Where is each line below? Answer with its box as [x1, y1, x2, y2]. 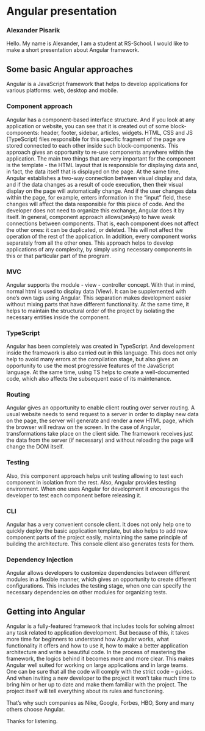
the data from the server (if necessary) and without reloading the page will [6, 436, 193, 444]
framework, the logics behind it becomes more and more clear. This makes [6, 655, 195, 663]
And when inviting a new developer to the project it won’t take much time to [6, 674, 196, 682]
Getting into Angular [6, 606, 85, 617]
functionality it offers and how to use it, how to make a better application [6, 642, 189, 649]
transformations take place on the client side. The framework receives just [6, 430, 193, 438]
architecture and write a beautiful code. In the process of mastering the [6, 649, 186, 656]
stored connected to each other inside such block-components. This [6, 142, 179, 149]
